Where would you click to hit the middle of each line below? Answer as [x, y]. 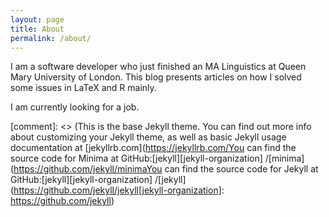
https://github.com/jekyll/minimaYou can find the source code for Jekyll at [166, 169]
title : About [37, 29]
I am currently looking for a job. [75, 107]
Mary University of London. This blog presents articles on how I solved [156, 77]
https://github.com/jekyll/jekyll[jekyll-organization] [117, 190]
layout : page [37, 19]
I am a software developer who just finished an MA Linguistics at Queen [158, 67]
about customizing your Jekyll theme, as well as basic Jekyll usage [148, 137]
